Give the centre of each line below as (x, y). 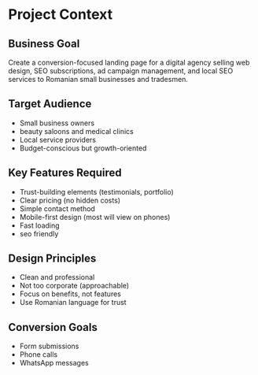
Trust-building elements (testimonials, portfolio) (97, 191)
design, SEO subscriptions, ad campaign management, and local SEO (121, 71)
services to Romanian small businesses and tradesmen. (98, 79)
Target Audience (50, 104)
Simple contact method (57, 208)
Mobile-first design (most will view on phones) (95, 217)
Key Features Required (65, 173)
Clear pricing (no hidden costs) (70, 200)
